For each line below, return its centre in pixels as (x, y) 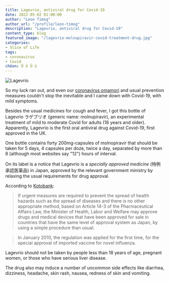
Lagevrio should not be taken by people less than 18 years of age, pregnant (84, 253)
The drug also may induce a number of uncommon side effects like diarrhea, (85, 268)
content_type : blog (26, 33)
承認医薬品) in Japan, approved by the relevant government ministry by (79, 171)
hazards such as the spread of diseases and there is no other (81, 201)
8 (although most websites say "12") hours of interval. (61, 154)
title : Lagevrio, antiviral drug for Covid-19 (55, 10)
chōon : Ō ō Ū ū (21, 66)
